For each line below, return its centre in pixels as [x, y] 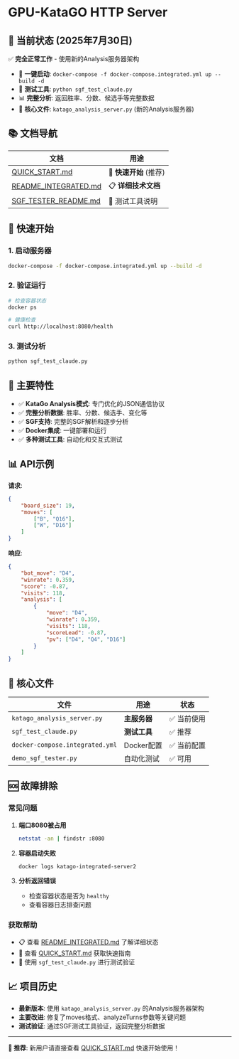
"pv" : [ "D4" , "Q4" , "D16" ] [86, 639]
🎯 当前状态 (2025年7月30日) [71, 40]
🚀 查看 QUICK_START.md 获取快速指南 [74, 953]
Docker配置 [143, 745]
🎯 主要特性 [31, 385]
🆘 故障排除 [33, 786]
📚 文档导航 [33, 133]
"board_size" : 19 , [48, 506]
